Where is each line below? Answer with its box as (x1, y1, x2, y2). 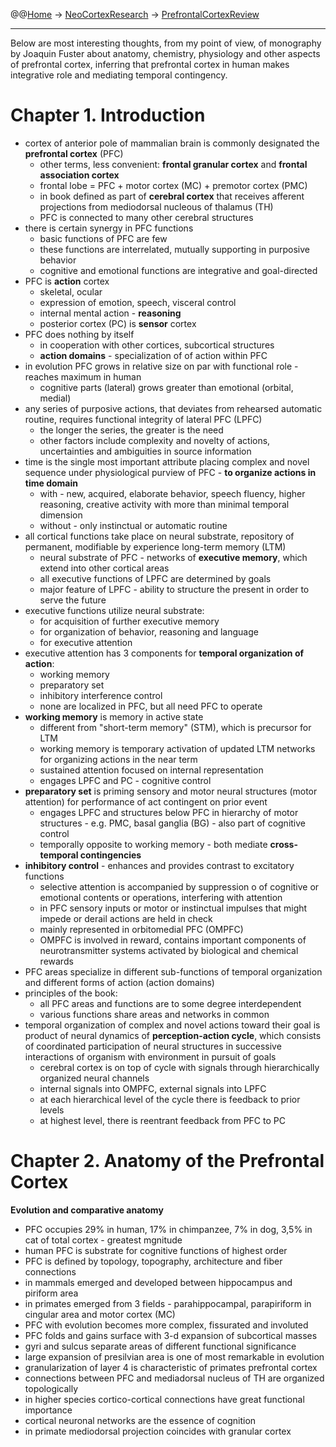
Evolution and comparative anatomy (10, 1204, 164, 1216)
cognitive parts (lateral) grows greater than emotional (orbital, (39, 381, 294, 393)
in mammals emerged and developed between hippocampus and (24, 1276, 293, 1288)
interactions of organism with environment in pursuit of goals (24, 1050, 277, 1063)
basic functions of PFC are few (39, 232, 168, 244)
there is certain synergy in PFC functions (24, 222, 194, 234)
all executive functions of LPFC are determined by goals (39, 572, 272, 584)
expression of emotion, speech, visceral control (39, 296, 237, 308)
